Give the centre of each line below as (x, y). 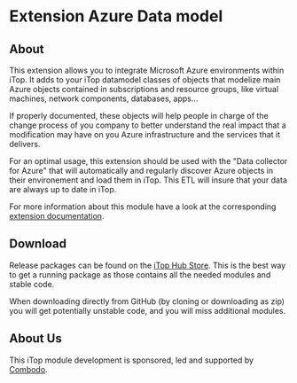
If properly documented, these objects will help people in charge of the (139, 116)
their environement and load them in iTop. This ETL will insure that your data (148, 180)
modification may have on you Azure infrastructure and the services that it (145, 134)
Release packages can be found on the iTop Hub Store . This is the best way (148, 265)
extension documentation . (57, 216)
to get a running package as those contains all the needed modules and (140, 274)
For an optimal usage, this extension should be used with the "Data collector (148, 161)
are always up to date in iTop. (63, 189)
